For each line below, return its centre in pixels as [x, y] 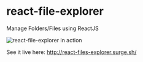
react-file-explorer [55, 11]
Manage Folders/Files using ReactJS [53, 28]
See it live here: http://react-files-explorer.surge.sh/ [71, 52]
